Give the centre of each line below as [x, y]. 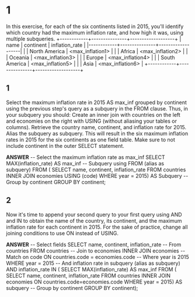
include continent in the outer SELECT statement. [65, 146]
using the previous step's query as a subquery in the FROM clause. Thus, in [97, 108]
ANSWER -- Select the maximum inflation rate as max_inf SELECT [86, 157]
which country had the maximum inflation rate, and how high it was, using [95, 32]
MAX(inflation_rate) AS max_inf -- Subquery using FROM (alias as [85, 163]
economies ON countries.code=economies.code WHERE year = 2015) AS [94, 282]
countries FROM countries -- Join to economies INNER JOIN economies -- [96, 251]
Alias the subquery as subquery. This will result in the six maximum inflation [97, 133]
